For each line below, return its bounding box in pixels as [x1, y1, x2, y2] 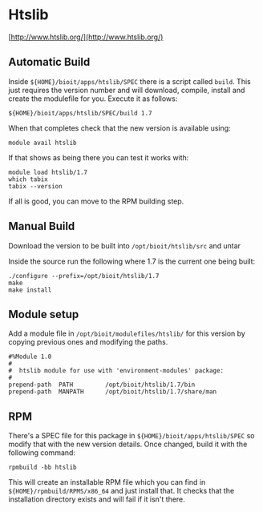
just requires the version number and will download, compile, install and [8, 85, 245, 95]
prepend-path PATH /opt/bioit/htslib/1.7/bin [8, 381, 196, 389]
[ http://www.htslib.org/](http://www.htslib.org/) [8, 32, 164, 42]
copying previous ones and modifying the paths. [8, 337, 168, 347]
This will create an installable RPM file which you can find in [8, 478, 206, 487]
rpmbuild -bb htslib [8, 463, 78, 472]
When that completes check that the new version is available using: [8, 123, 231, 133]
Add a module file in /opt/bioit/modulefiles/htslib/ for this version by [8, 329, 246, 338]
